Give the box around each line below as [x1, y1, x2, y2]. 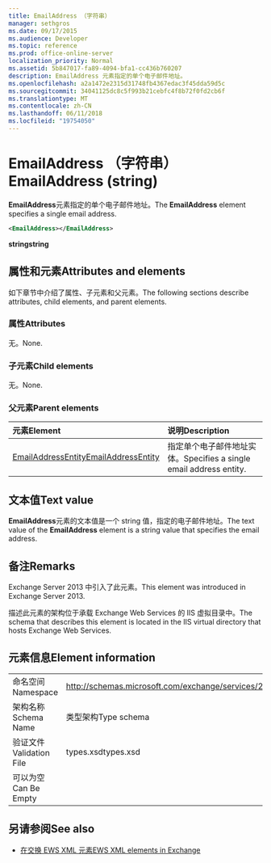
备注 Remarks [8, 559, 76, 573]
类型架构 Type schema [65, 711, 150, 722]
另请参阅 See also [8, 822, 95, 836]
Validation [12, 747, 50, 758]
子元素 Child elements [8, 360, 94, 372]
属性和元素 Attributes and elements [8, 264, 186, 279]
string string [8, 239, 50, 249]
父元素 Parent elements [8, 402, 99, 414]
